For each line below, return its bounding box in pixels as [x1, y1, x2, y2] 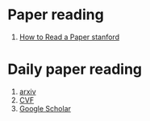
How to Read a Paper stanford [19, 32, 120, 42]
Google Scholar [19, 103, 72, 113]
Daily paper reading [7, 60, 143, 79]
